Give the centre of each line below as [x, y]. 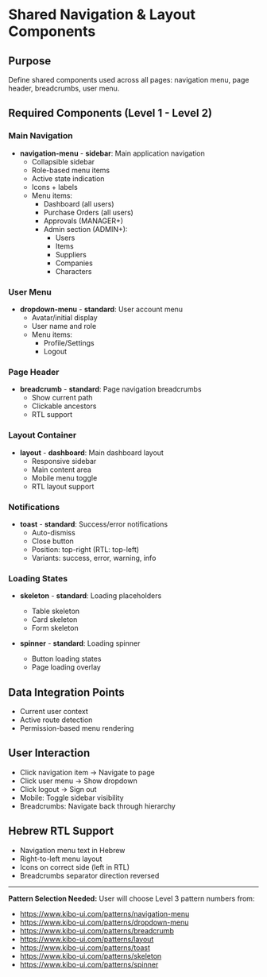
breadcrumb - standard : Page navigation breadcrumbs [110, 389]
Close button [52, 541]
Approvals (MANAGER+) [83, 221]
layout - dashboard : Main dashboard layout [92, 452]
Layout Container [43, 435]
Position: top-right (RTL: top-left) [85, 549]
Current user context [54, 711]
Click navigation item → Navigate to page [87, 772]
